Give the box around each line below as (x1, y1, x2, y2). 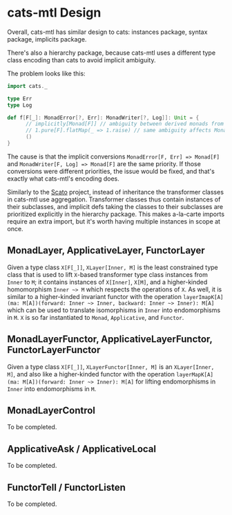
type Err (7, 95, 32, 102)
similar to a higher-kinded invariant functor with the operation (7, 292, 182, 300)
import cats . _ (7, 82, 48, 89)
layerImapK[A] (182, 293, 224, 300)
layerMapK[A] (175, 371, 214, 378)
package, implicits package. (7, 35, 87, 43)
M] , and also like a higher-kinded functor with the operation (7, 370, 175, 378)
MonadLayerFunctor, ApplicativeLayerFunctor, (7, 334, 213, 345)
